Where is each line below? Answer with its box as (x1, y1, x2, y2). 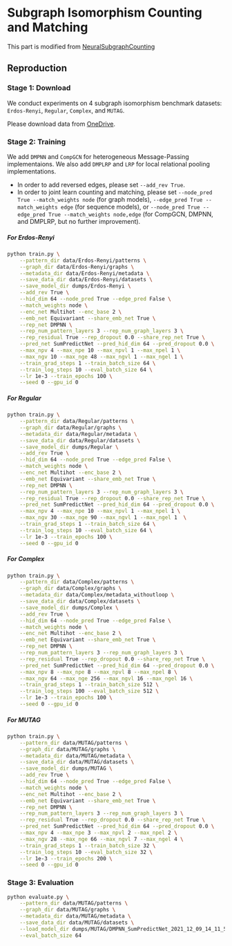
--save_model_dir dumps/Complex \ (19, 604, 119, 611)
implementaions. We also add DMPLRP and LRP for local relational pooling (7, 160, 211, 168)
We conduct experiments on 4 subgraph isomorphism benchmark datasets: (7, 99, 222, 107)
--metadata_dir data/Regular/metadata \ (19, 431, 137, 437)
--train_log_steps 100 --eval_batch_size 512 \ (19, 688, 159, 695)
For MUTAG (7, 715, 41, 723)
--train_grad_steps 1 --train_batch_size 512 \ (19, 681, 159, 688)
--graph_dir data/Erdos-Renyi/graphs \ (19, 263, 135, 270)
